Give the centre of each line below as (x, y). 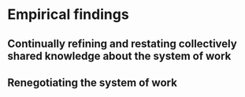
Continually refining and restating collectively (122, 44)
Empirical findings (68, 15)
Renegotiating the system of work (93, 82)
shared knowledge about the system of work (119, 56)
